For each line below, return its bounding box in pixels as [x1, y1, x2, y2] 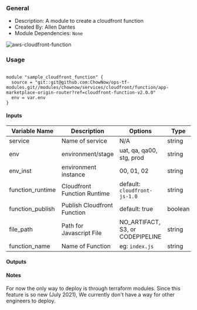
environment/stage [61, 150, 114, 158]
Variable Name [11, 127, 54, 135]
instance [61, 170, 86, 178]
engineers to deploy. [6, 297, 56, 304]
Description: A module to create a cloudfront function [14, 18, 144, 25]
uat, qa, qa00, [119, 146, 158, 154]
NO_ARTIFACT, [119, 218, 161, 226]
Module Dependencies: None [14, 30, 83, 37]
